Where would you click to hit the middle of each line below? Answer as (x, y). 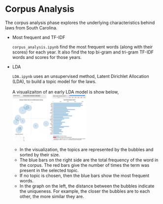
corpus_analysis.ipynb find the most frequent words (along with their (82, 47)
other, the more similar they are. (52, 196)
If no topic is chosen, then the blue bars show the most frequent (84, 176)
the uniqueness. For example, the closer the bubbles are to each (85, 191)
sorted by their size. (40, 154)
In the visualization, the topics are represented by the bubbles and (86, 149)
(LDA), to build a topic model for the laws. (54, 81)
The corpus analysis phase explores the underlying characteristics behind (80, 23)
